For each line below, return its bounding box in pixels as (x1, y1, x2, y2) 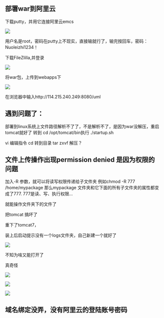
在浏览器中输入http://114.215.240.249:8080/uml (5, 93, 101, 99)
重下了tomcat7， (5, 222, 39, 228)
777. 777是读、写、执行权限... (13, 191, 73, 197)
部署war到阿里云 (5, 4, 56, 13)
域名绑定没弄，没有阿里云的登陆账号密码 (5, 305, 127, 314)
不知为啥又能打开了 (5, 252, 44, 258)
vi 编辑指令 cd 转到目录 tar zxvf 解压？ (5, 140, 82, 146)
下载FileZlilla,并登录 (5, 54, 45, 60)
